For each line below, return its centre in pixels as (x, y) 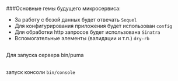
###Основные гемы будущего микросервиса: (63, 8)
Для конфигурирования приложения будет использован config (93, 26)
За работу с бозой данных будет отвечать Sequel (76, 20)
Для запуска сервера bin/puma (45, 55)
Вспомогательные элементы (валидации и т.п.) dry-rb (82, 38)
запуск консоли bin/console (41, 72)
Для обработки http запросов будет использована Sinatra (87, 32)
